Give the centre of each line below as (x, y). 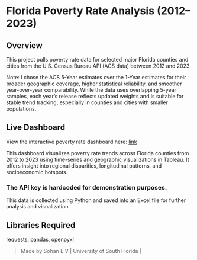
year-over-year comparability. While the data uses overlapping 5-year (91, 90)
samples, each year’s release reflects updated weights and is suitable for (95, 96)
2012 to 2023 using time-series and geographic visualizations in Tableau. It (98, 159)
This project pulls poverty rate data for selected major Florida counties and (97, 60)
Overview (25, 45)
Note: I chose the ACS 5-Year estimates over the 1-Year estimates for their (96, 77)
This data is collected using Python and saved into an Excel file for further (96, 200)
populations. (21, 109)
